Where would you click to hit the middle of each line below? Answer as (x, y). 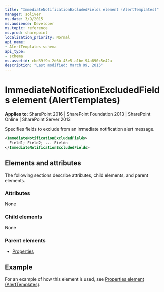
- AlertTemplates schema (31, 47)
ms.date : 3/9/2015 (24, 19)
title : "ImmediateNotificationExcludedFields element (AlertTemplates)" (82, 10)
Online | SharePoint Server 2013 (38, 119)
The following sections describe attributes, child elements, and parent (77, 175)
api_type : (15, 51)
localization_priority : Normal (38, 38)
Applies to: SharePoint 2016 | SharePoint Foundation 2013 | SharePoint (78, 114)
